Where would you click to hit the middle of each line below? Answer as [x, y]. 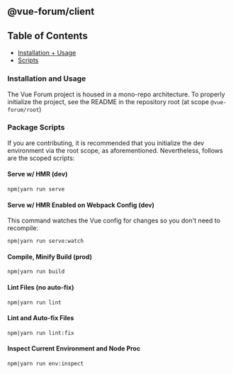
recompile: [23, 228]
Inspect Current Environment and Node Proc [74, 348]
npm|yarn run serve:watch [45, 241]
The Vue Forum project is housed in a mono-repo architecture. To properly [116, 94]
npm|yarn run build [36, 272]
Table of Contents [48, 36]
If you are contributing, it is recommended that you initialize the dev [106, 143]
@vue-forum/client [51, 12]
